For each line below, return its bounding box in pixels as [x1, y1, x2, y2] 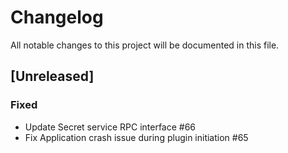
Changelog [10, 6, 104, 29]
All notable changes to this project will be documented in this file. [10, 39, 280, 51]
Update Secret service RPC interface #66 [24, 121, 197, 133]
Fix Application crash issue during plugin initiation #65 [24, 131, 249, 143]
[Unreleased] [10, 68, 95, 85]
